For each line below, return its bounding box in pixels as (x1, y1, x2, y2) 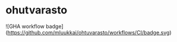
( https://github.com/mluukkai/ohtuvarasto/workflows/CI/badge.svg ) (5, 29, 172, 36)
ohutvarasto (5, 3, 68, 17)
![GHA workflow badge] (5, 23, 64, 30)
